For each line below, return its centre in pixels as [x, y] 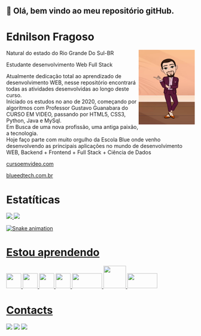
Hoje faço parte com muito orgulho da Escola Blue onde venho [83, 140]
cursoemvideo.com [30, 164]
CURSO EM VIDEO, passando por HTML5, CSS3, [66, 115]
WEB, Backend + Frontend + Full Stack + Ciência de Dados [79, 152]
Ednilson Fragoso [50, 37]
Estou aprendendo [53, 253]
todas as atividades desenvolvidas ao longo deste [68, 89]
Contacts [30, 310]
